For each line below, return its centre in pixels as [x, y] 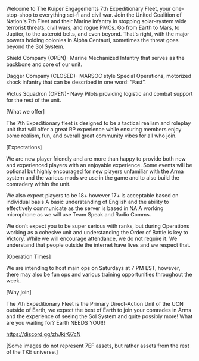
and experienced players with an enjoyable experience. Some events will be [99, 165]
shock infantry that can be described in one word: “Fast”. [76, 82]
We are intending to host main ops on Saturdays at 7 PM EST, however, [93, 268]
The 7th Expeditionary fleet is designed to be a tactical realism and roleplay [99, 123]
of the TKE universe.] [32, 352]
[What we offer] [26, 112]
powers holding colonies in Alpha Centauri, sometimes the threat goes [92, 40]
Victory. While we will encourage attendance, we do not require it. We [92, 238]
